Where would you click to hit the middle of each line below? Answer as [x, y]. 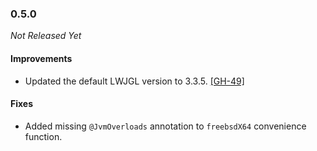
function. [43, 136]
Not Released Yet [46, 36]
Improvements [41, 58]
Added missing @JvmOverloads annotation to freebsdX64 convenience [165, 126]
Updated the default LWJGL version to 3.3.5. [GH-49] [134, 81]
